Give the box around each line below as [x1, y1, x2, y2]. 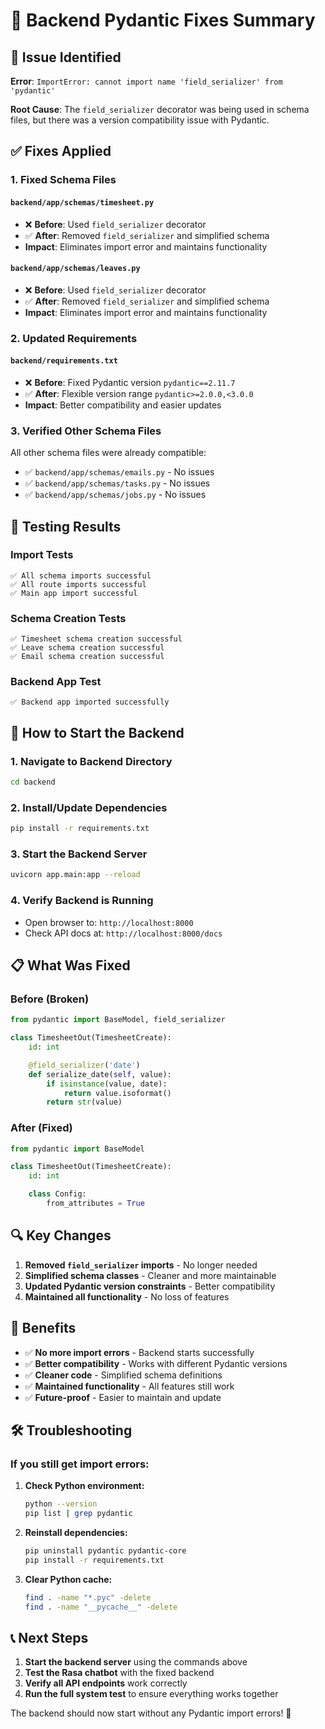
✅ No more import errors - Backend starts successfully [24, 1346, 255, 1358]
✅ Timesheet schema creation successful [10, 634, 183, 644]
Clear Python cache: [24, 1573, 113, 1585]
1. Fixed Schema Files [10, 173, 117, 187]
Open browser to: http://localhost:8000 [24, 916, 194, 928]
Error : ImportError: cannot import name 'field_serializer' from [10, 75, 283, 87]
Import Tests [10, 548, 74, 562]
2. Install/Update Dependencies [10, 800, 168, 814]
